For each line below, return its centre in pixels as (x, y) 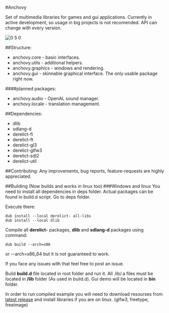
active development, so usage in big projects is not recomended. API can (81, 23)
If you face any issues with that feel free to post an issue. (65, 264)
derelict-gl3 (24, 145)
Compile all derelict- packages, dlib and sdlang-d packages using (74, 230)
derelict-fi (23, 134)
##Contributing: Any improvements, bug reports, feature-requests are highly (85, 171)
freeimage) (17, 305)
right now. (23, 79)
